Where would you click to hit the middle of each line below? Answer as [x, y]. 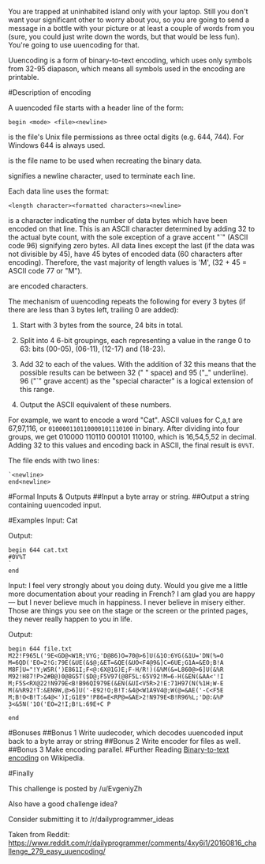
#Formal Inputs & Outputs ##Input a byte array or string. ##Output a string [129, 496]
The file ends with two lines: [54, 460]
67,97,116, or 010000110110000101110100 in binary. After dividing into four [124, 428]
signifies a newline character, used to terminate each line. [102, 176]
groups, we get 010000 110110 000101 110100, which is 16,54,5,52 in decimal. [132, 437]
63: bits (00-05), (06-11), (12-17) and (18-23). [92, 349]
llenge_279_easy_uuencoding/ [57, 851]
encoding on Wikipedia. [47, 758]
